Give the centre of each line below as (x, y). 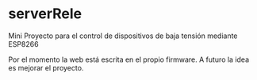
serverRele (45, 14)
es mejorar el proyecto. (46, 67)
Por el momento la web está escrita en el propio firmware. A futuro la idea (129, 59)
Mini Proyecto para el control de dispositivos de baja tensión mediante (123, 36)
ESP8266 (23, 44)
